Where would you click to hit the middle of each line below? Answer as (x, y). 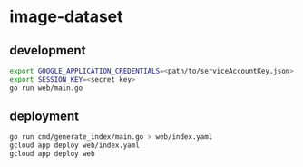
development (48, 50)
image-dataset (67, 17)
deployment (44, 117)
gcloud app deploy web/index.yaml (75, 146)
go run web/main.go (46, 88)
